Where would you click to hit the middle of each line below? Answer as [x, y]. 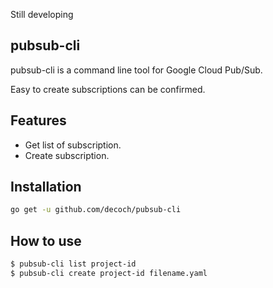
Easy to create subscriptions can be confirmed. [108, 89]
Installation [46, 187]
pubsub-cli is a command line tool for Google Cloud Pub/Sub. [136, 70]
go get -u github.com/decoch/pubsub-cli [96, 210]
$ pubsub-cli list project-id [73, 264]
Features [38, 120]
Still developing [42, 14]
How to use [46, 240]
